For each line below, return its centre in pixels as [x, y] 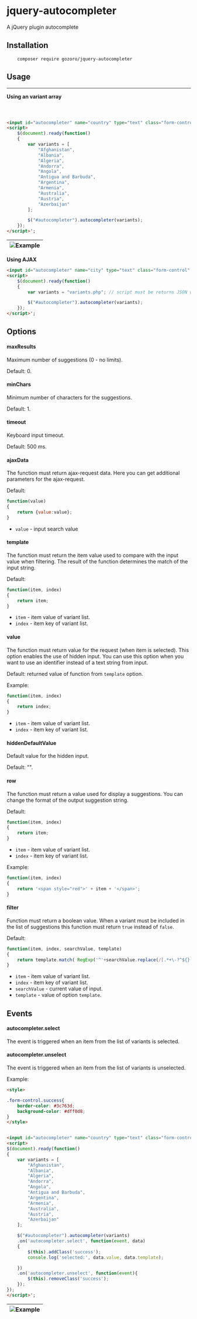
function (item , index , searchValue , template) [64, 949]
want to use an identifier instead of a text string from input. [77, 662]
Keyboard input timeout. [36, 435]
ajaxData [18, 460]
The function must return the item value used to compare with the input [93, 555]
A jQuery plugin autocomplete [43, 27]
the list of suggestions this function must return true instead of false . [90, 927]
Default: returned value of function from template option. [75, 674]
